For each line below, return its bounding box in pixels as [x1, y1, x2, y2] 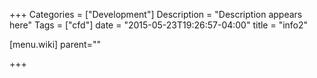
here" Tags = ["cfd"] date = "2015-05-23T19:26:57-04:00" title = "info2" [9, 19, 309, 31]
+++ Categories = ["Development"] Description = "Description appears [9, 9, 303, 20]
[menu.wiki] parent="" [9, 39, 102, 50]
